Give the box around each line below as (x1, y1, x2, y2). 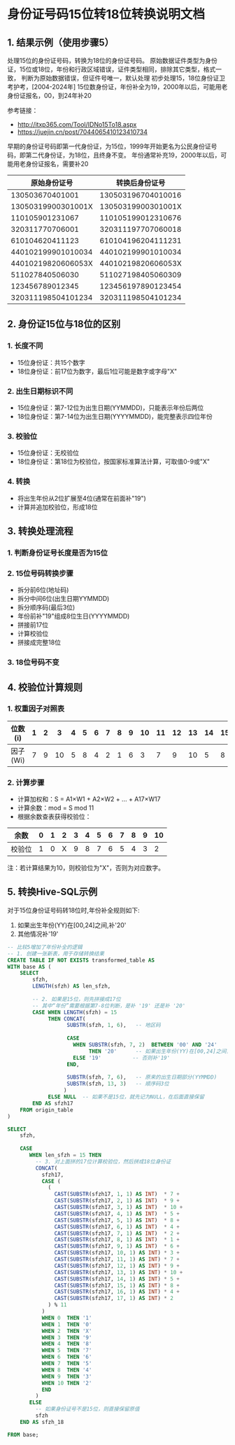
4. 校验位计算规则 (7, 681, 83, 693)
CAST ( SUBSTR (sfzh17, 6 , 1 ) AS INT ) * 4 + (54, 1223, 180, 1230)
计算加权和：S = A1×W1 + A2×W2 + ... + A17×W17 (17, 795, 161, 803)
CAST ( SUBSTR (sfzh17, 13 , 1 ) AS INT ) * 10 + (54, 1268, 183, 1275)
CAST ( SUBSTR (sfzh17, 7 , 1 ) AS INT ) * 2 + (54, 1230, 180, 1237)
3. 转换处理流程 (7, 525, 73, 537)
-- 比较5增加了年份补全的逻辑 (7, 943, 83, 950)
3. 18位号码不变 (7, 658, 59, 668)
